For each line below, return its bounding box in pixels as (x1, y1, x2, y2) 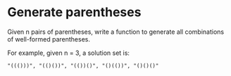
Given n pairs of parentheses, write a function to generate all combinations (7, 27, 224, 36)
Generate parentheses (7, 4, 142, 20)
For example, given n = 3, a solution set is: (7, 49, 130, 57)
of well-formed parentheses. (7, 34, 90, 43)
